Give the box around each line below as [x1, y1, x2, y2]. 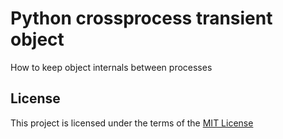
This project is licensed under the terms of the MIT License [10, 117, 254, 129]
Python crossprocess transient [10, 7, 273, 30]
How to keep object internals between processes [10, 61, 213, 73]
